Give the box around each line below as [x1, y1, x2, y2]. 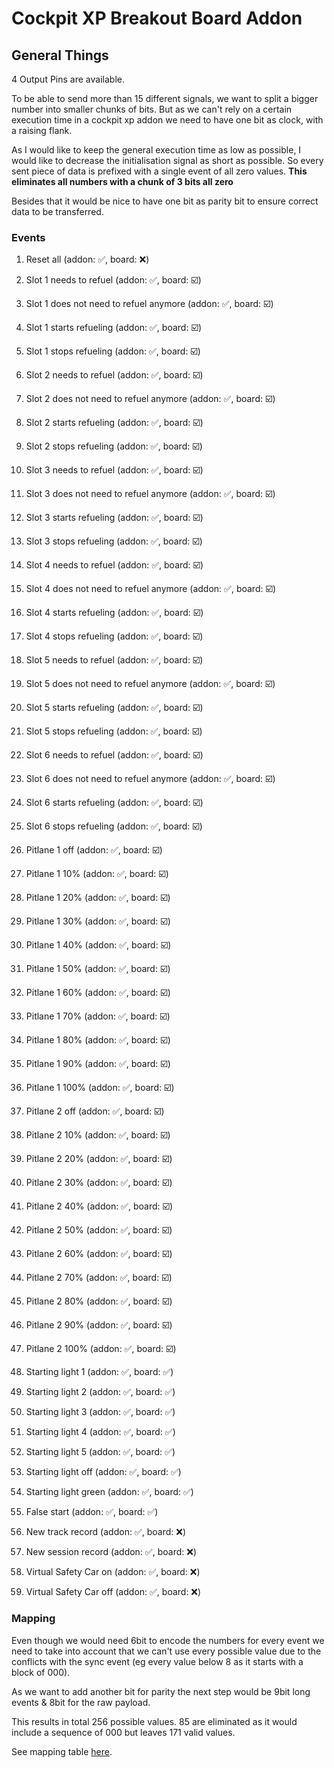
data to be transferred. [11, 206, 104, 217]
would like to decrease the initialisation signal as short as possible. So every [11, 155, 324, 166]
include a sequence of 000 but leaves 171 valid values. [11, 1726, 236, 1738]
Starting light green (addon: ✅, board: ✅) [25, 1486, 194, 1498]
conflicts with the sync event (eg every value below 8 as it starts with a [11, 1655, 304, 1667]
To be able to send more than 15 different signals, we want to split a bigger [11, 93, 319, 104]
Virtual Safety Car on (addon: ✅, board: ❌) [25, 1566, 201, 1578]
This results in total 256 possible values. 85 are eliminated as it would [11, 1715, 298, 1727]
